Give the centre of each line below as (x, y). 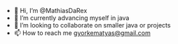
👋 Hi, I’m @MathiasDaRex (50, 11)
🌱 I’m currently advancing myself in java (71, 18)
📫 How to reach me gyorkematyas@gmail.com (82, 33)
